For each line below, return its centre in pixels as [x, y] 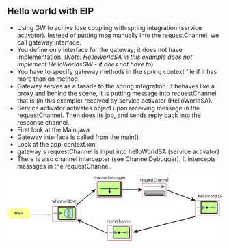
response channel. [43, 122]
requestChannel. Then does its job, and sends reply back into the [109, 115]
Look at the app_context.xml [57, 144]
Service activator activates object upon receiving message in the [108, 108]
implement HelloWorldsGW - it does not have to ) [85, 64]
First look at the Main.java [53, 129]
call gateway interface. [49, 42]
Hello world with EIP [51, 11]
